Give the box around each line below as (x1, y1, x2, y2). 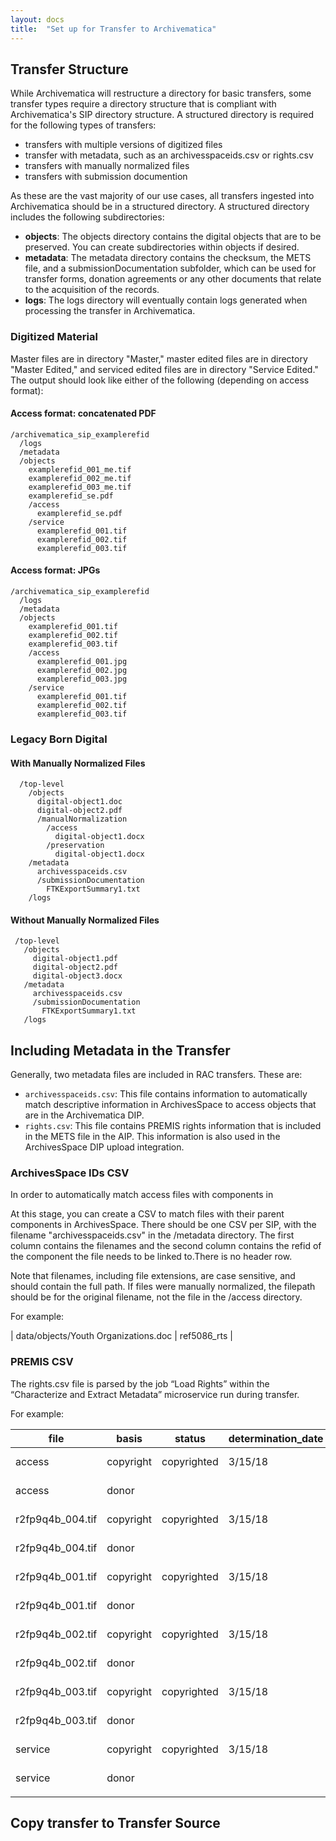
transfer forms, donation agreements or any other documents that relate (24, 273, 322, 285)
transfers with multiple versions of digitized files (24, 139, 223, 151)
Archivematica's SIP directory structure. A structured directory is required (10, 109, 315, 121)
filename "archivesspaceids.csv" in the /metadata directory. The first (10, 1229, 295, 1241)
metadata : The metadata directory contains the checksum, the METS (24, 252, 312, 264)
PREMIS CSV (10, 1355, 74, 1369)
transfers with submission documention (24, 171, 188, 183)
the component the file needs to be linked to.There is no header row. (10, 1251, 293, 1263)
